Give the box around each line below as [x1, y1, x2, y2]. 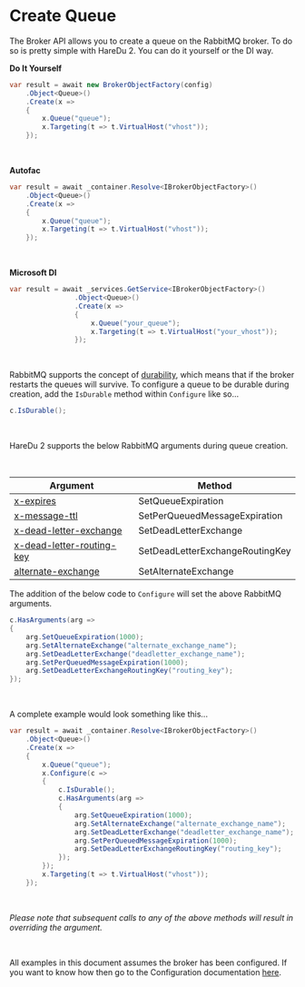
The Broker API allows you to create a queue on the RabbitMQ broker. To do [9, 35, 293, 46]
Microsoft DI [9, 267, 57, 278]
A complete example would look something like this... [9, 709, 209, 720]
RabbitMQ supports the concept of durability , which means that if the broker [9, 370, 295, 380]
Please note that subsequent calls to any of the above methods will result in [9, 912, 293, 923]
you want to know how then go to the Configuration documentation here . [9, 966, 282, 977]
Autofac [9, 165, 41, 176]
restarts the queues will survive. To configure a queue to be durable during [9, 379, 290, 390]
